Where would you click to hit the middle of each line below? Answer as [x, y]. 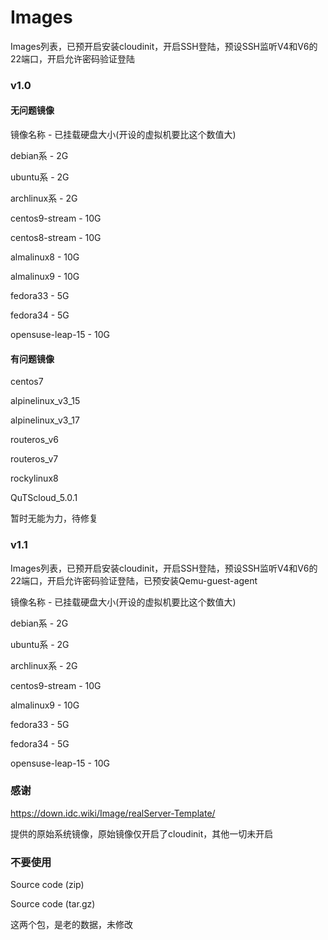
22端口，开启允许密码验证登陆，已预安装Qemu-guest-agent [134, 580]
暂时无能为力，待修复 [54, 518]
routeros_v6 [34, 440]
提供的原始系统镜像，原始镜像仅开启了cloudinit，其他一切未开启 [142, 833]
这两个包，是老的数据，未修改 [71, 925]
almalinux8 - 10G [45, 257]
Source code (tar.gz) [53, 904]
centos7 [27, 382]
